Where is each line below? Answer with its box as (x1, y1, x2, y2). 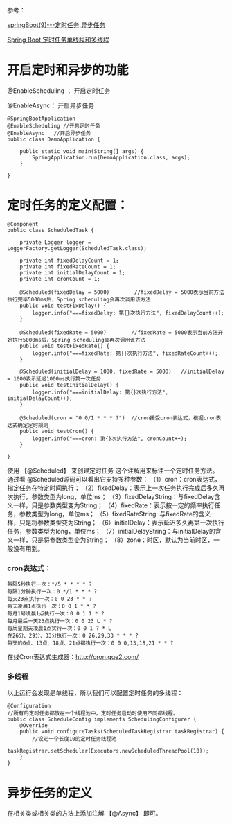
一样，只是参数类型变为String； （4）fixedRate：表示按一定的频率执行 (12, 501, 215, 509)
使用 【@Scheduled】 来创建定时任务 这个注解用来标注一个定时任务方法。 (7, 466, 219, 475)
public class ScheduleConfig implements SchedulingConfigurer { (7, 716, 197, 723)
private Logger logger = (19, 238, 91, 246)
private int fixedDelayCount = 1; (19, 257, 119, 264)
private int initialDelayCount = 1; (19, 269, 126, 276)
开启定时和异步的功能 (7, 62, 130, 78)
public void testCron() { (19, 428, 95, 435)
